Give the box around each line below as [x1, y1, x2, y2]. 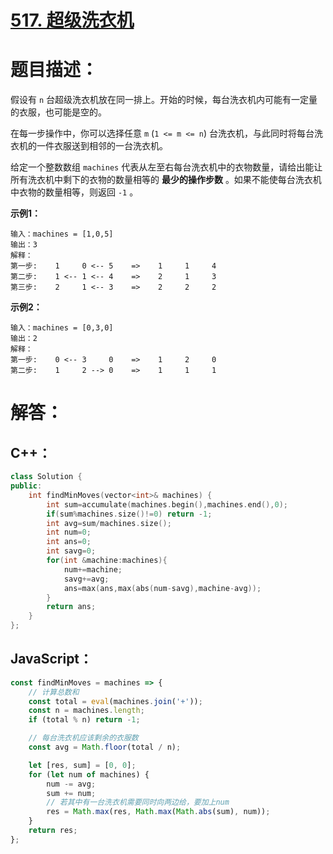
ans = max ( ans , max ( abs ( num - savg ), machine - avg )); [63, 583, 262, 593]
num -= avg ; [46, 779, 97, 789]
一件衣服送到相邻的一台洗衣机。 [36, 140, 168, 152]
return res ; [28, 826, 78, 836]
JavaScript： [10, 651, 93, 668]
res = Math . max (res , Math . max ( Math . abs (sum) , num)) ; [46, 807, 271, 817]
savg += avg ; [63, 574, 110, 584]
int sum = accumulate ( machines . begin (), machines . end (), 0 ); [46, 499, 288, 510]
